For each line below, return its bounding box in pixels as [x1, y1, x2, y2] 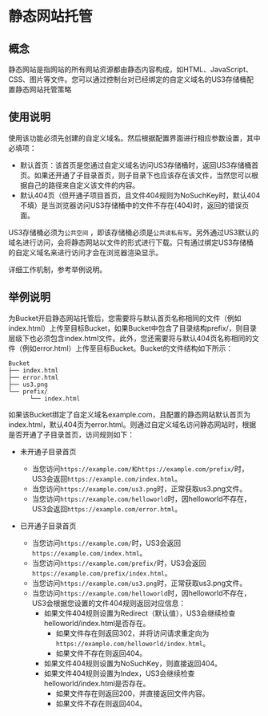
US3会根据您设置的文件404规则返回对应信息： [31, 598, 186, 608]
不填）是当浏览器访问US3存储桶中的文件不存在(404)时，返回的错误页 [19, 200, 250, 210]
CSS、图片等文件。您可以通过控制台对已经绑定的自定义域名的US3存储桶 [8, 75, 247, 84]
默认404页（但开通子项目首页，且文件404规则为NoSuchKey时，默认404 [19, 190, 261, 200]
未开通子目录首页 [19, 446, 77, 456]
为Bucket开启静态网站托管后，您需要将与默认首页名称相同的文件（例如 [8, 313, 242, 323]
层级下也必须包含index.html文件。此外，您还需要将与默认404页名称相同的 [8, 333, 253, 343]
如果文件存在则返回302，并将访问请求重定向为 [55, 628, 210, 638]
